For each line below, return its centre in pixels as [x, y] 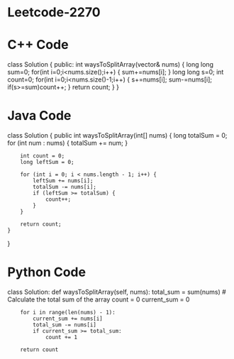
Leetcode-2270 [54, 12]
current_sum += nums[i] [68, 319]
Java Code [39, 116]
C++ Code [38, 45]
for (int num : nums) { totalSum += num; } [68, 143]
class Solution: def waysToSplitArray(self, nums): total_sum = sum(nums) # [117, 292]
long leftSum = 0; [47, 162]
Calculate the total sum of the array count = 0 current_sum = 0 [99, 299]
